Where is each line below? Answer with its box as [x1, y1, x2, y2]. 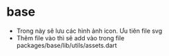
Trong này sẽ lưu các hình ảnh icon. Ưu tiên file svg [16, 27, 163, 35]
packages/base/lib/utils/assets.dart [16, 41, 117, 49]
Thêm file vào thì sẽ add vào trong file [16, 33, 125, 42]
